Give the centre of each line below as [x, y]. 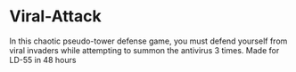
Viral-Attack [55, 16]
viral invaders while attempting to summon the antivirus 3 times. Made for [144, 50]
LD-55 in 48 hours [43, 60]
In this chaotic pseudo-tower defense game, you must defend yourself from [148, 41]
